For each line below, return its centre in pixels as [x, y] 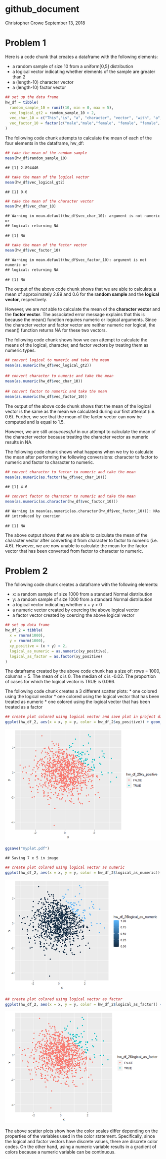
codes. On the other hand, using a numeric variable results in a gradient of [81, 1147]
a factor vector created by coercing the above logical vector [73, 615]
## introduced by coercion [33, 516]
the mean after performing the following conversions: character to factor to [82, 457]
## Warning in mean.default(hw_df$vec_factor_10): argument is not [76, 260]
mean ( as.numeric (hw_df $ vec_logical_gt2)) [48, 365]
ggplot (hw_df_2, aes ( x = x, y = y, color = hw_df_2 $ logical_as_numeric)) [83, 872]
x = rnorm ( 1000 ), [27, 636]
